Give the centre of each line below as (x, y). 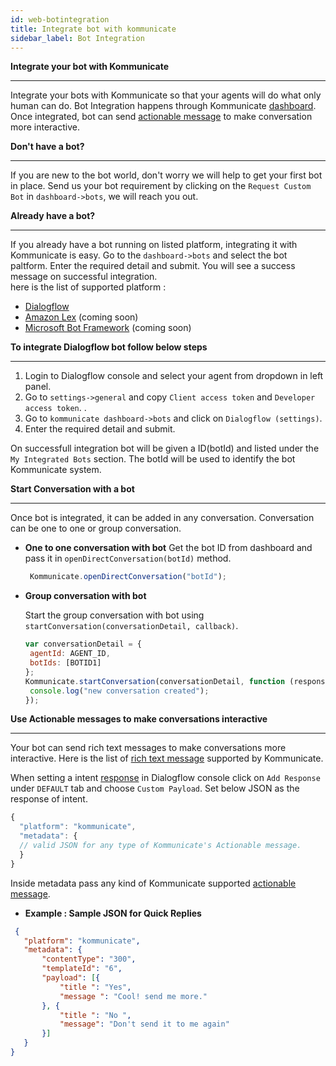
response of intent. (49, 799)
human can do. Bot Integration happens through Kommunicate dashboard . (163, 106)
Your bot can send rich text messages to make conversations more (148, 748)
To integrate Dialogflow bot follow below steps (109, 347)
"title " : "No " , (95, 1015)
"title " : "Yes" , (95, 987)
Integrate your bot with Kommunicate (90, 67)
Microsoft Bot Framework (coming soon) (108, 328)
